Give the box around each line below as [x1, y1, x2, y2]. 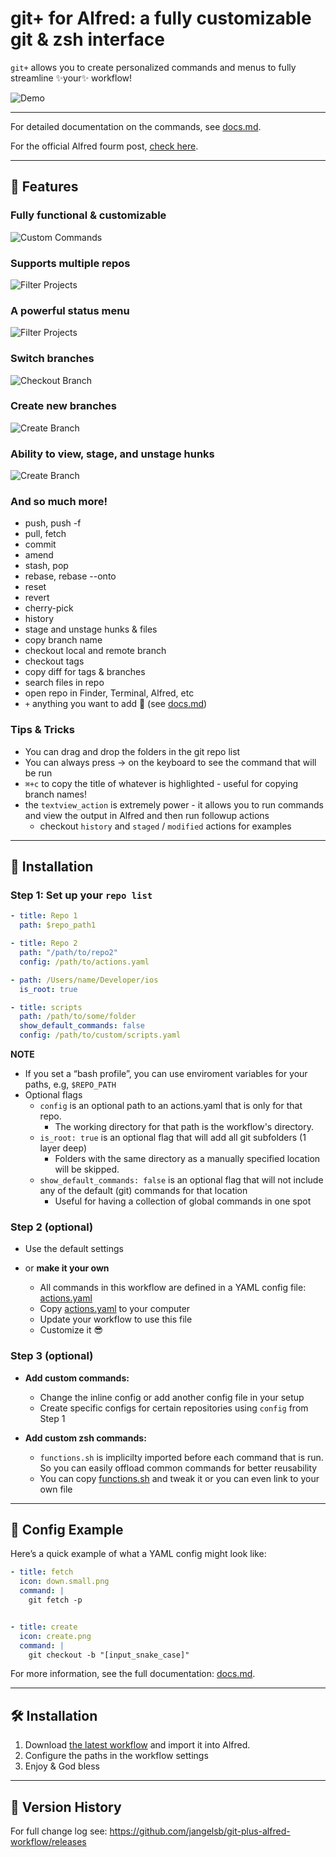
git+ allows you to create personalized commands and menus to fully [10, 61, 297, 73]
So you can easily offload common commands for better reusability [39, 1462, 318, 1474]
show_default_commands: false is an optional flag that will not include [39, 1174, 324, 1186]
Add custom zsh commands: [24, 1432, 147, 1444]
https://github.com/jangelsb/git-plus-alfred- [109, 1825, 291, 1837]
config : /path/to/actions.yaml [19, 957, 150, 967]
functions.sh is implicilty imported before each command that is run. [39, 1451, 324, 1463]
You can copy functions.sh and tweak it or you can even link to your [39, 1472, 320, 1484]
